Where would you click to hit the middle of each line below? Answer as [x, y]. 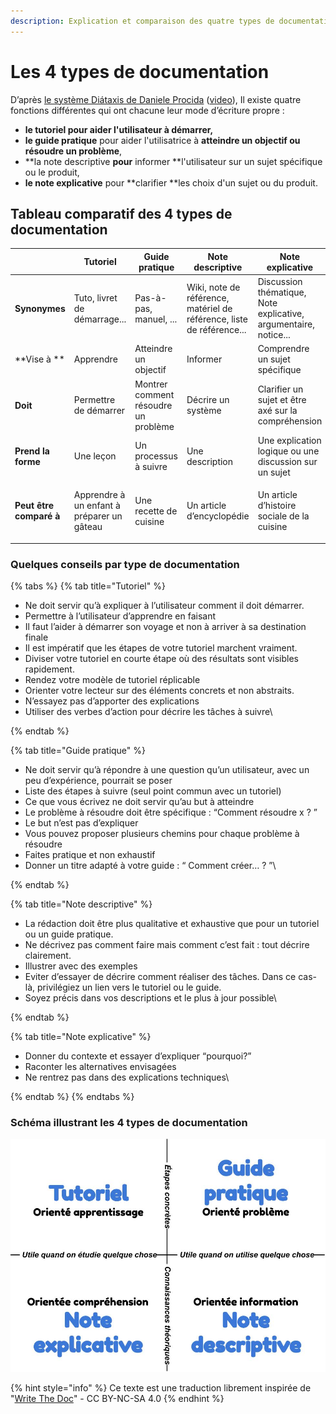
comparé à [37, 516]
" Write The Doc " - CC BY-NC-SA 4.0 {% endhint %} [117, 1398]
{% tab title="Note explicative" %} [81, 1036]
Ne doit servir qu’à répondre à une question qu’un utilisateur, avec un [167, 769]
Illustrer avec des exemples [81, 966]
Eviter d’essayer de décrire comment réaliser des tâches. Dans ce [160, 976]
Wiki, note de [213, 287]
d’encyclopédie [218, 516]
